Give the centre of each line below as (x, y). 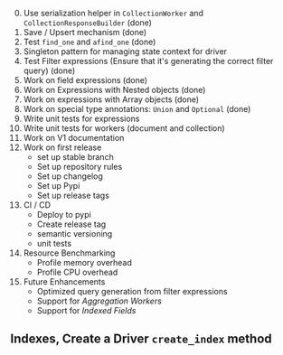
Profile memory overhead (84, 262)
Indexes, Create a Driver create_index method (141, 339)
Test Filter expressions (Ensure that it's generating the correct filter (148, 61)
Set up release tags (73, 195)
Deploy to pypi (64, 215)
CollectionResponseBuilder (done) (88, 23)
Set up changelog (70, 176)
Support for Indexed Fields (86, 310)
